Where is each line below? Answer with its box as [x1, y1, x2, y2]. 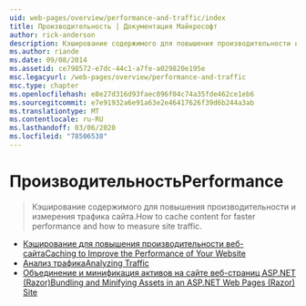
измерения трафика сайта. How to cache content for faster [31, 210, 256, 221]
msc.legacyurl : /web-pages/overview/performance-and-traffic [9, 73, 247, 82]
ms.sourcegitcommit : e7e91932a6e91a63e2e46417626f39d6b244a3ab [9, 97, 255, 107]
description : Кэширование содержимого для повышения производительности [9, 38, 291, 48]
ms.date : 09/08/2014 [9, 56, 88, 65]
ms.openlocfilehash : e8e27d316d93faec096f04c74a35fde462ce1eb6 [9, 89, 255, 98]
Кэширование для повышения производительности [22, 238, 225, 249]
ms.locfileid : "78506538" [9, 132, 107, 141]
